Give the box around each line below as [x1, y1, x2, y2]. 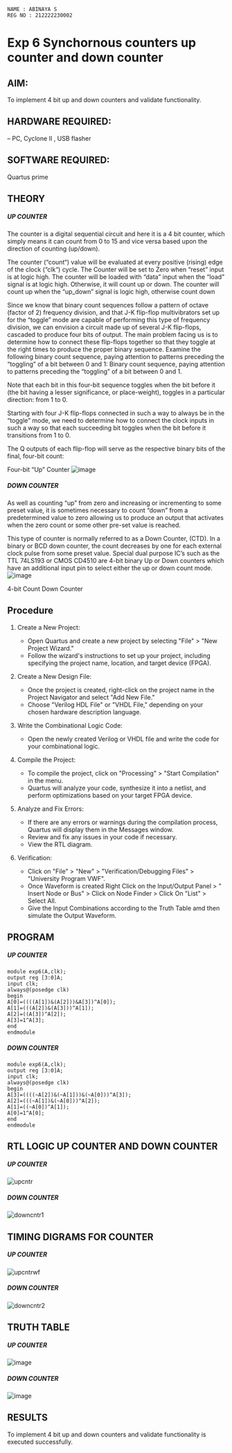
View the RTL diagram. [27, 840, 93, 848]
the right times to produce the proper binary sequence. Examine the [7, 345, 201, 353]
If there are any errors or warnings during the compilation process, [27, 818, 218, 826]
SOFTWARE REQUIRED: [7, 154, 110, 166]
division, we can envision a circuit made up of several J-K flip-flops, [7, 323, 202, 331]
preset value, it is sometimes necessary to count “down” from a [7, 506, 188, 514]
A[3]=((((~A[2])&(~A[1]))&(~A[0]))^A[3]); [7, 1091, 132, 1099]
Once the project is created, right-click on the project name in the [27, 685, 215, 694]
